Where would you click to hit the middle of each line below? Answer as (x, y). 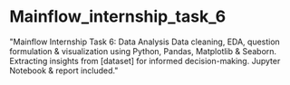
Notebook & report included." (64, 71)
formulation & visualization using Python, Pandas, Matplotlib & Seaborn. (143, 51)
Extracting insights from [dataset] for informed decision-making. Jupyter (145, 61)
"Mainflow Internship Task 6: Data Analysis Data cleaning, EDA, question (145, 42)
